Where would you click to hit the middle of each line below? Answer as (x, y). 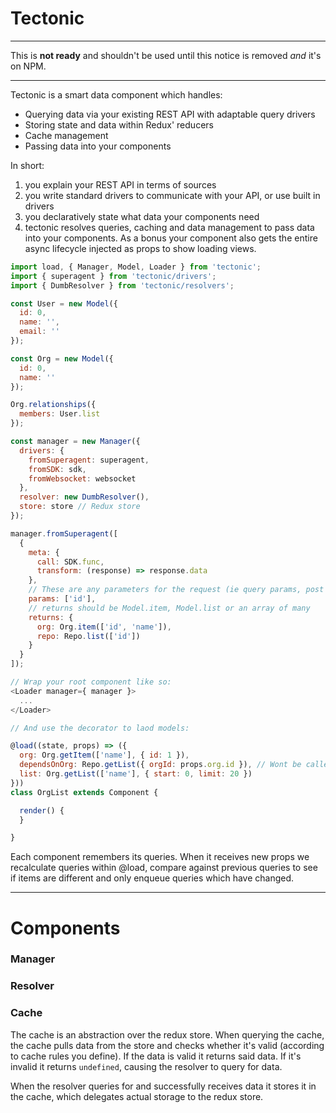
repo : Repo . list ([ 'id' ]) (88, 636)
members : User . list (60, 414)
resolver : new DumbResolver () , (84, 497)
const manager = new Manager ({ (75, 442)
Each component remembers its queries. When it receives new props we (160, 857)
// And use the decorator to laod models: (100, 728)
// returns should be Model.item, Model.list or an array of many (169, 608)
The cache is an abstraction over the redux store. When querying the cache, (167, 1034)
